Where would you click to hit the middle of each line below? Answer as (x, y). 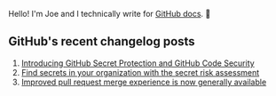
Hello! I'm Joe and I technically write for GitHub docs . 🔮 (110, 14)
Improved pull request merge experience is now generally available (144, 82)
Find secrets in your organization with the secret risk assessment (140, 72)
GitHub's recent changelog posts (102, 41)
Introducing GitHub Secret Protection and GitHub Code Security (138, 63)
